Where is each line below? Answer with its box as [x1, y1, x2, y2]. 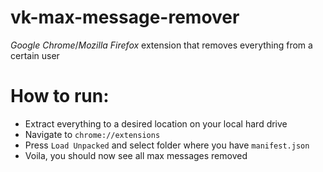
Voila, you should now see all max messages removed [24, 149, 248, 161]
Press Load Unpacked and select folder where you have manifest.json [24, 139, 310, 151]
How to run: [10, 85, 110, 108]
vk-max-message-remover [10, 6, 240, 29]
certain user [10, 49, 60, 61]
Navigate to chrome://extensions [24, 128, 161, 140]
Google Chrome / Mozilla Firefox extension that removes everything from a [10, 39, 313, 51]
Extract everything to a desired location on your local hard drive [24, 117, 288, 130]
